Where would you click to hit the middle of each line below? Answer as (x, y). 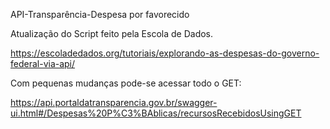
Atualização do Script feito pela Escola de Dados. (112, 33)
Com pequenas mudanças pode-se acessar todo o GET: (126, 83)
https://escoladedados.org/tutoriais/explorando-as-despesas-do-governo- (165, 53)
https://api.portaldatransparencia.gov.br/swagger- (114, 102)
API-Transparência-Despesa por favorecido (100, 14)
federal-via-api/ (43, 63)
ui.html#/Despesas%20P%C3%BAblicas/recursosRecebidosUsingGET (156, 113)
